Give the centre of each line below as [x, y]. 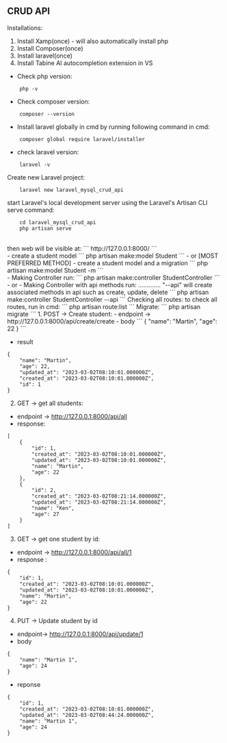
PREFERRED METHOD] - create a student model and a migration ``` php [108, 263]
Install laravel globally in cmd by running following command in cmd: [113, 127]
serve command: [31, 210]
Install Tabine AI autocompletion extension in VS [85, 63]
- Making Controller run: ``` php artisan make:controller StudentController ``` [113, 278]
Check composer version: [53, 101]
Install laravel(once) [45, 56]
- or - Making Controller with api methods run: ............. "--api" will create [110, 284]
